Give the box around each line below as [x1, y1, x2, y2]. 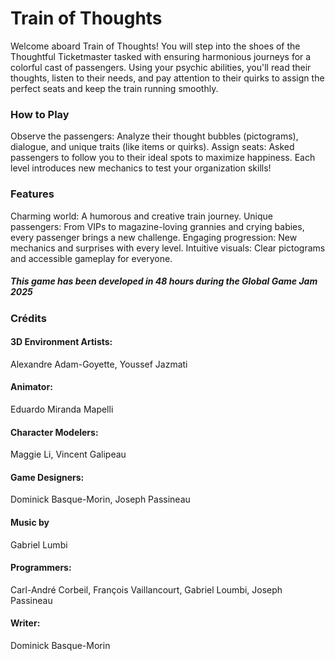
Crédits [10, 311, 47, 325]
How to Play [10, 107, 70, 121]
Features [10, 187, 55, 201]
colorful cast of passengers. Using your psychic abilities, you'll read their [10, 61, 312, 73]
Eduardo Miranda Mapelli [10, 403, 114, 415]
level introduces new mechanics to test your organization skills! [10, 162, 272, 174]
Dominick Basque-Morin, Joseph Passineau [10, 493, 191, 506]
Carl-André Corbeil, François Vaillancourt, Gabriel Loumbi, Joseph [10, 583, 283, 596]
